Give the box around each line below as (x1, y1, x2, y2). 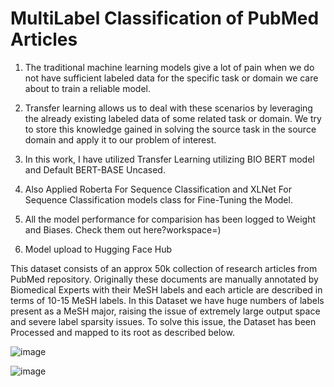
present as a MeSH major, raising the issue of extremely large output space (10, 305, 321, 317)
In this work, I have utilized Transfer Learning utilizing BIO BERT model (24, 153, 315, 165)
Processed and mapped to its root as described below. (10, 326, 235, 338)
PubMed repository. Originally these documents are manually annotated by (10, 273, 319, 285)
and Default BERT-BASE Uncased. (24, 163, 166, 176)
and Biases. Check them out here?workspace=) (24, 223, 222, 236)
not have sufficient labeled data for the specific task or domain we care (24, 72, 319, 84)
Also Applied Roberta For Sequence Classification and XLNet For (24, 183, 293, 195)
